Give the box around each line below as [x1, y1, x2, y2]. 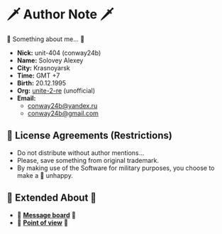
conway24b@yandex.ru [27, 101, 98, 110]
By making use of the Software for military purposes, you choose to [16, 164, 215, 172]
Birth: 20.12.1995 [16, 78, 67, 87]
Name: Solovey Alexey [16, 55, 84, 65]
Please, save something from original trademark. [16, 156, 160, 164]
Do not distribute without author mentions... [16, 148, 145, 157]
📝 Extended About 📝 [6, 192, 97, 204]
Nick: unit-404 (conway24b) [16, 48, 101, 57]
